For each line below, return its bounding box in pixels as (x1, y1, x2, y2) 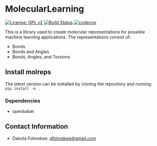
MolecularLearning (5, 3, 84, 15)
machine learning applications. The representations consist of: (5, 34, 131, 40)
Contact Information (5, 123, 68, 131)
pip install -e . (5, 86, 41, 91)
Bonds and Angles (12, 49, 49, 55)
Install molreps (5, 68, 51, 76)
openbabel (12, 109, 34, 114)
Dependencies (5, 97, 41, 104)
